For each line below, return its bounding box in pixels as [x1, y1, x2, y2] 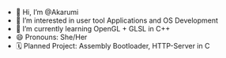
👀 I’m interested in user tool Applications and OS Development [15, 16, 219, 25]
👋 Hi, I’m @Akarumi [15, 8, 79, 16]
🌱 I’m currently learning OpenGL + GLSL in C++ [15, 24, 171, 33]
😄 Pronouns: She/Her [15, 32, 88, 42]
